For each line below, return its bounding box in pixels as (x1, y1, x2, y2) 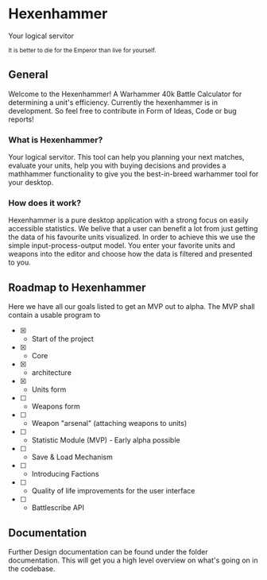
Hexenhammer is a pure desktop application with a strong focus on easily (8, 215, 249, 225)
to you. (8, 257, 32, 267)
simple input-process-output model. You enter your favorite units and (8, 241, 236, 250)
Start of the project (31, 334, 94, 344)
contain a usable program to (8, 311, 101, 320)
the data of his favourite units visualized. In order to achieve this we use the (8, 232, 256, 242)
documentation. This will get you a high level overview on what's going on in (8, 555, 258, 565)
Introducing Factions (31, 470, 99, 479)
